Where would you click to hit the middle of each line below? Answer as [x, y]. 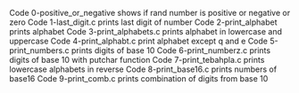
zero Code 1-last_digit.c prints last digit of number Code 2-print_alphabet [144, 22]
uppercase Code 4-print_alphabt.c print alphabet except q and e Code [138, 41]
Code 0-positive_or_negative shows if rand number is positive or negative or [150, 13]
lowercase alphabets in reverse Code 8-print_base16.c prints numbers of [143, 69]
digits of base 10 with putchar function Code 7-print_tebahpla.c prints [137, 60]
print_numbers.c [39, 50]
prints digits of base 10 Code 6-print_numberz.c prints [170, 50]
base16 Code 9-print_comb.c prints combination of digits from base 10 [139, 78]
